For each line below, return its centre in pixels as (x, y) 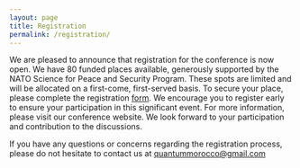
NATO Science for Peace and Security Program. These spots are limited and (150, 79)
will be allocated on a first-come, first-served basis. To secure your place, (146, 88)
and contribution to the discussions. (76, 127)
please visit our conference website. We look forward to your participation (147, 117)
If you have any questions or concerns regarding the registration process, (146, 144)
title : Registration (48, 26)
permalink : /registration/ (60, 34)
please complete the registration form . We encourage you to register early (147, 98)
